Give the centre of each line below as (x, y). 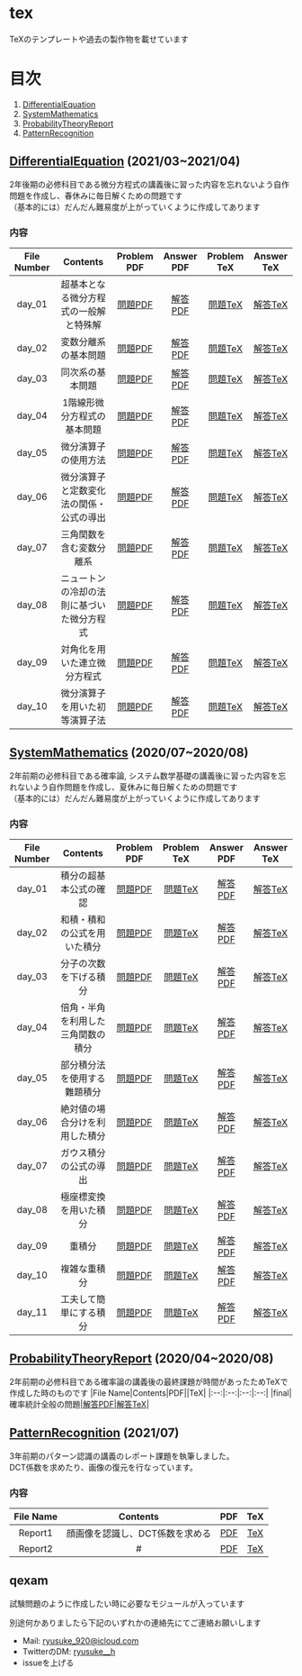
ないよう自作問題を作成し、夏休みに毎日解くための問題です (127, 787)
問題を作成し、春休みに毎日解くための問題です (96, 196)
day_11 (32, 1312)
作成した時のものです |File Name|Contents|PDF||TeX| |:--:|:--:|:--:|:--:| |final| (151, 1393)
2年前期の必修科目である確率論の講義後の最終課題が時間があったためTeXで (149, 1381)
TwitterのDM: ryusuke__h (69, 1651)
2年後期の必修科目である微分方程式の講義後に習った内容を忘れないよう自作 (150, 184)
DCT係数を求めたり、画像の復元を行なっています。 (103, 1467)
